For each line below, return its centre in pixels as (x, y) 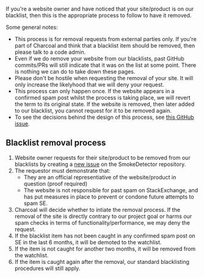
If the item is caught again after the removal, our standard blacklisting (102, 261)
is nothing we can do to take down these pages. (75, 72)
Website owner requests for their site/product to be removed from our (102, 157)
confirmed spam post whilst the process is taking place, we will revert (102, 98)
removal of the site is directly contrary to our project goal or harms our (103, 216)
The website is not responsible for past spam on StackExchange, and (111, 190)
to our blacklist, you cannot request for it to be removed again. (93, 111)
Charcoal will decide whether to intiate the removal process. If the (97, 209)
